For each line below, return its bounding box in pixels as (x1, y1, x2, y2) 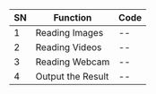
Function (53, 12, 92, 23)
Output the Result (35, 71, 109, 82)
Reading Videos (35, 41, 102, 53)
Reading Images (35, 27, 104, 38)
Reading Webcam (35, 56, 110, 68)
